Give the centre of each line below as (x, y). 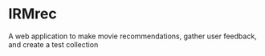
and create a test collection (53, 44)
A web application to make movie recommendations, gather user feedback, (132, 36)
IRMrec (33, 14)
